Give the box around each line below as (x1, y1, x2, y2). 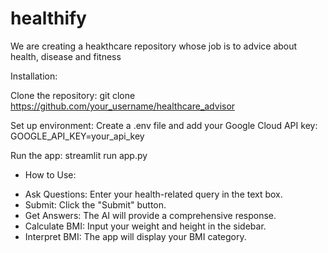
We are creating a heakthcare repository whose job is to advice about (10, 40, 298, 52)
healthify (10, 7, 87, 30)
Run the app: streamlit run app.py (10, 149, 148, 161)
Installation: (10, 70, 58, 82)
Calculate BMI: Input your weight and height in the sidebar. (24, 220, 267, 232)
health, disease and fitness (10, 50, 122, 62)
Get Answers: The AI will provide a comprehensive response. (24, 209, 277, 221)
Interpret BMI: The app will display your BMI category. (24, 230, 247, 242)
